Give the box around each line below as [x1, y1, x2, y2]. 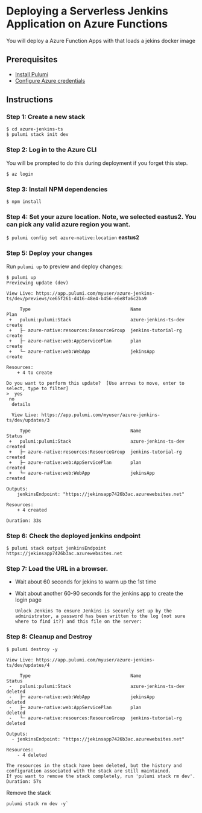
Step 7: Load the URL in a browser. [6, 564, 109, 573]
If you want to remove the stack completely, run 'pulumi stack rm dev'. [6, 773, 196, 779]
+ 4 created [17, 507, 47, 513]
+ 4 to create [17, 370, 52, 376]
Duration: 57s [6, 778, 42, 785]
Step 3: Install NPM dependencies [6, 185, 108, 193]
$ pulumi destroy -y [6, 646, 58, 652]
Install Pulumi [14, 71, 48, 78]
